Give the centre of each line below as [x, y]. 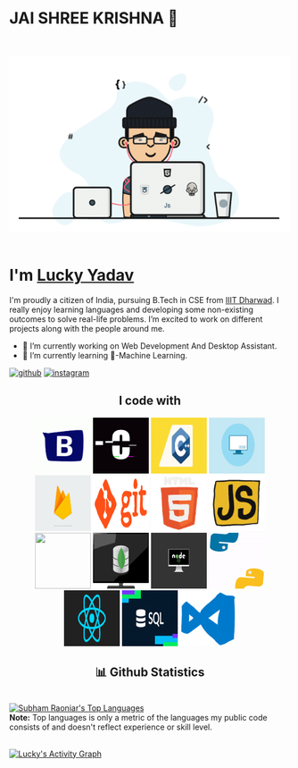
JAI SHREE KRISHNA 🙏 [94, 18]
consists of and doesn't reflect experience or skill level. [111, 727]
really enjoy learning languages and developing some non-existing [132, 310]
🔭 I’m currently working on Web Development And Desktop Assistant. [149, 346]
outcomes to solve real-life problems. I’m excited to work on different [136, 319]
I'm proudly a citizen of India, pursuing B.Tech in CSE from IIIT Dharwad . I [144, 300]
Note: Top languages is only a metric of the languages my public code [138, 717]
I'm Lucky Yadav [72, 275]
